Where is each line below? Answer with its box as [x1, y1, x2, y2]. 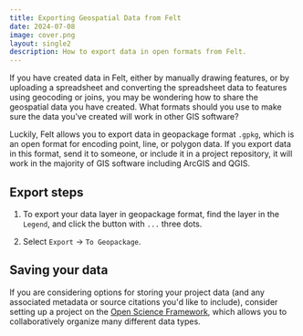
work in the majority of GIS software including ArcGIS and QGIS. [9, 158, 251, 169]
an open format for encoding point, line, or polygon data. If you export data [9, 139, 292, 150]
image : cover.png [9, 30, 76, 39]
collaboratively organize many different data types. [9, 316, 201, 327]
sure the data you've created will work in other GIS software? [9, 111, 239, 122]
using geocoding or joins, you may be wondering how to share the [9, 92, 258, 103]
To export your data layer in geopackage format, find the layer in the [22, 208, 280, 219]
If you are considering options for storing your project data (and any [9, 287, 265, 298]
